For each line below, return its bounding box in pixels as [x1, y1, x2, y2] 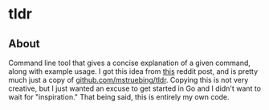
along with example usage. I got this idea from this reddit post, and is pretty [8, 67, 259, 76]
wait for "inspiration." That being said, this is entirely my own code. [8, 92, 230, 101]
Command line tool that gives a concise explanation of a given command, [8, 58, 251, 67]
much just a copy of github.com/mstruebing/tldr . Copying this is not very [8, 75, 249, 84]
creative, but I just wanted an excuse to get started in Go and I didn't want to [8, 84, 261, 93]
